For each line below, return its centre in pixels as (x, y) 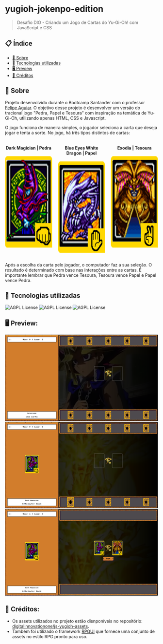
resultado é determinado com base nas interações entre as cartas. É (73, 270)
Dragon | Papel (81, 153)
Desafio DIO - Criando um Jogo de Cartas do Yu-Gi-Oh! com (77, 22)
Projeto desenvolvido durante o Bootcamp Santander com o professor (75, 102)
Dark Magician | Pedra (29, 148)
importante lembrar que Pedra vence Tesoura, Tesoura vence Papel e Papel (81, 275)
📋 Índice (19, 44)
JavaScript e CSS (34, 27)
